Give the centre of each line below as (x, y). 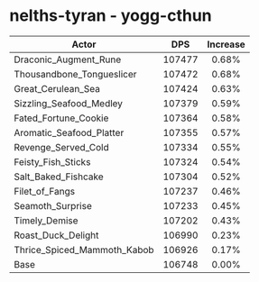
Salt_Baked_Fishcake (59, 177)
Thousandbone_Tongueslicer (75, 74)
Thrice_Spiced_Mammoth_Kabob (84, 250)
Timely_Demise (46, 220)
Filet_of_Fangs (44, 191)
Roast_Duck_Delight (56, 235)
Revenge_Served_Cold (62, 147)
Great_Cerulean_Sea (57, 88)
